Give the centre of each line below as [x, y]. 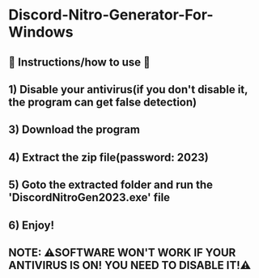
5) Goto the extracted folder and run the [110, 185]
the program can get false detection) [102, 102]
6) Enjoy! [32, 225]
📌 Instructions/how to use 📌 [80, 62]
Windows [41, 32]
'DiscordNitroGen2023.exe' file [89, 197]
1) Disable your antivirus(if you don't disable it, [128, 90]
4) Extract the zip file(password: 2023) [108, 157]
